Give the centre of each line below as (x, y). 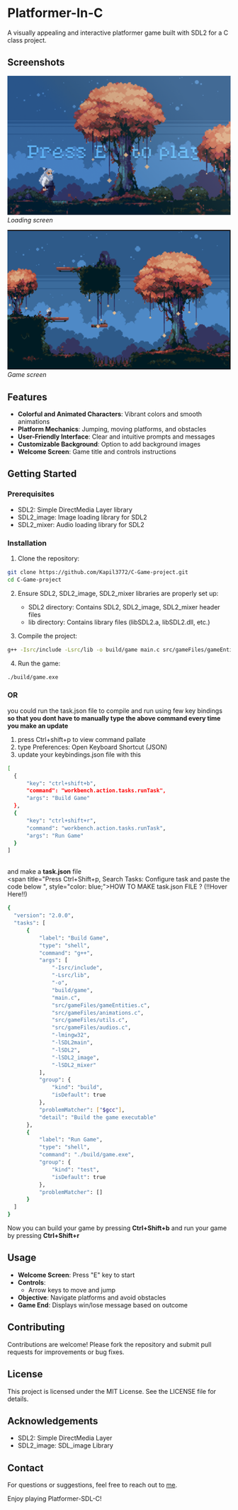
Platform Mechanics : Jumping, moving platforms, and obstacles (112, 429)
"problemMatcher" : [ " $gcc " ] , (82, 1110)
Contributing (36, 1328)
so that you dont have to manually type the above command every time (114, 718)
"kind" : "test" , (76, 1170)
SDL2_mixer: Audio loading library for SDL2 (81, 524)
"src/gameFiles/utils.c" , (90, 1020)
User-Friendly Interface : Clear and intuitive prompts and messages (116, 436)
